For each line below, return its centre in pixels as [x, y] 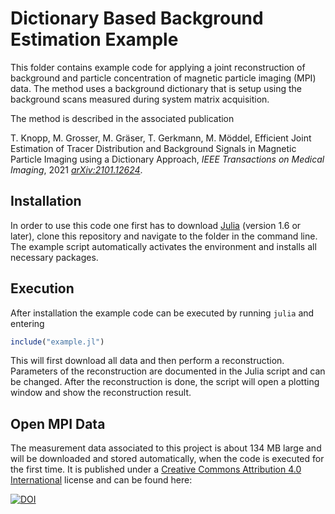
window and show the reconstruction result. [101, 393]
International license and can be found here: [101, 480]
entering [27, 323]
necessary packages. [54, 257]
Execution [42, 288]
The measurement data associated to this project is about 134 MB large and [166, 448]
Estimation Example [94, 39]
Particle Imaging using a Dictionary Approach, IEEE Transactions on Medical [167, 159]
